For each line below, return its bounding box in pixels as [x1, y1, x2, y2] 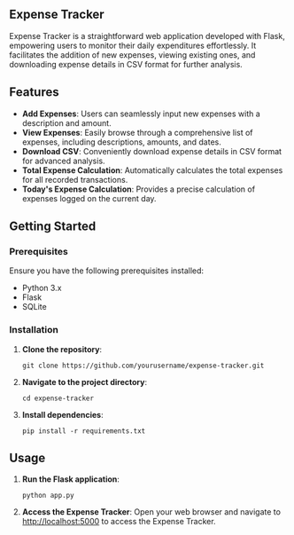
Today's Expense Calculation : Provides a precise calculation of [21, 184, 255, 194]
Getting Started [9, 219, 97, 234]
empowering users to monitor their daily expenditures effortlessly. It [9, 40, 257, 51]
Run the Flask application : [21, 474, 120, 484]
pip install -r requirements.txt [21, 426, 146, 436]
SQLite [21, 302, 47, 312]
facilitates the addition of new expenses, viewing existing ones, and [9, 49, 256, 60]
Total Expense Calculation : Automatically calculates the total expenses [21, 164, 283, 176]
